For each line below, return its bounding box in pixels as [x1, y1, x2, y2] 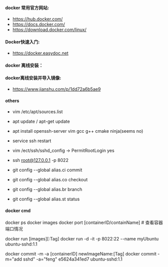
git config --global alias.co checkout [12, 177, 88, 183]
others [5, 98, 20, 104]
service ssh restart [12, 138, 52, 144]
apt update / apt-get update [12, 118, 70, 125]
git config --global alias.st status [12, 196, 80, 202]
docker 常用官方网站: [5, 5, 49, 11]
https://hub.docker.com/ [12, 16, 63, 22]
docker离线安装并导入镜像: [5, 75, 62, 81]
